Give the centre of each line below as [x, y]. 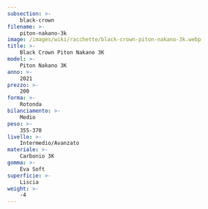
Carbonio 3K [37, 156]
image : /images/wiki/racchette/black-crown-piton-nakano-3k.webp [104, 40]
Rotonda [31, 104]
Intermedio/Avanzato [50, 144]
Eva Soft [32, 169]
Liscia [29, 182]
